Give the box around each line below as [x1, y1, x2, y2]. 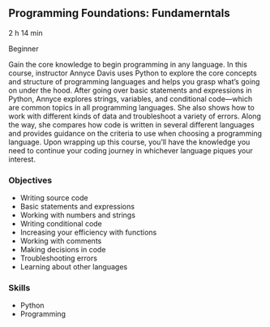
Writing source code [19, 193, 89, 203]
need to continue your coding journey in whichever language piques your [8, 145, 253, 155]
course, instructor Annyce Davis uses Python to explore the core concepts [8, 68, 257, 78]
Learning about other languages [19, 262, 128, 272]
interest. [8, 154, 36, 164]
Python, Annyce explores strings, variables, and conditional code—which [8, 93, 253, 104]
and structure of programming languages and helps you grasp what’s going [8, 76, 260, 86]
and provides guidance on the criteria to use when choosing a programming [8, 128, 262, 138]
